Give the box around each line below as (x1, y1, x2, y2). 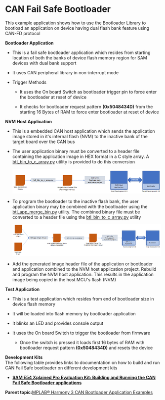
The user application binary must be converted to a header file (12, 148, 140, 154)
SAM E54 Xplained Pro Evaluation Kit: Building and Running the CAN (12, 375, 156, 381)
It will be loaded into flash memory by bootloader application (12, 311, 136, 317)
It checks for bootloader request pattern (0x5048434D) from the (19, 103, 153, 109)
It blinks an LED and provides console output (12, 320, 104, 326)
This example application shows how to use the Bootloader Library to (5, 20, 146, 26)
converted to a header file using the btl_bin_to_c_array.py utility (12, 214, 141, 220)
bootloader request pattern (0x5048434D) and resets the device (19, 345, 153, 351)
